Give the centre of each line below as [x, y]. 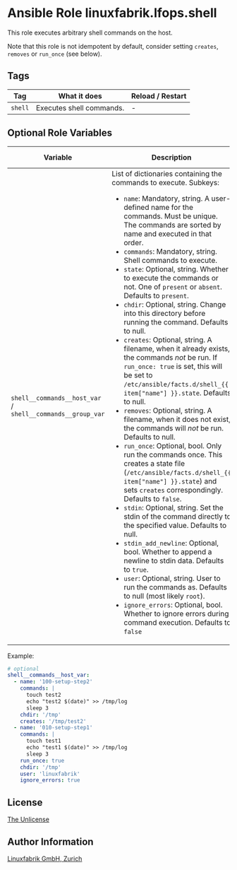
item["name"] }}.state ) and [170, 481]
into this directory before [164, 313]
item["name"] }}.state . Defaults [177, 392]
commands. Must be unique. [171, 216]
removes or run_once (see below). [55, 54]
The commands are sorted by [172, 225]
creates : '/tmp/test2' [53, 721]
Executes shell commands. [80, 107]
